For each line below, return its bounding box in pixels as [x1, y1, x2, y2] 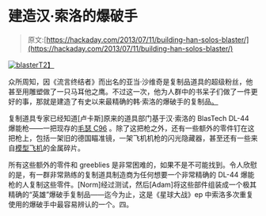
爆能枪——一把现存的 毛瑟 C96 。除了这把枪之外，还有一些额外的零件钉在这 [8, 123, 255, 133]
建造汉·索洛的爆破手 [8, 7, 139, 25]
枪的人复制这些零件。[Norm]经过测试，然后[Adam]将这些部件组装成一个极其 [8, 180, 257, 189]
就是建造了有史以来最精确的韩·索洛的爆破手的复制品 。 [42, 97, 219, 106]
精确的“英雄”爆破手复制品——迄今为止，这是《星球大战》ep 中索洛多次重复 [8, 189, 254, 199]
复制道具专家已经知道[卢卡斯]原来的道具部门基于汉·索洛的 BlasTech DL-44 [8, 113, 249, 123]
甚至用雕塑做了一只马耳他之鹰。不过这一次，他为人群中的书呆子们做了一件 [8, 86, 251, 96]
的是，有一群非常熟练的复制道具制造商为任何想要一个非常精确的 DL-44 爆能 [8, 169, 255, 179]
